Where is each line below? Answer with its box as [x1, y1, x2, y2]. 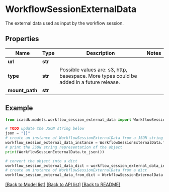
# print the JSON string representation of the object [5, 144, 123, 150]
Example [5, 104, 33, 112]
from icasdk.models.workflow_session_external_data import [5, 117, 132, 122]
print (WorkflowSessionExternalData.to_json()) [5, 149, 105, 154]
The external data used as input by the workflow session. [5, 20, 124, 26]
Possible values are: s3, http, [59, 66, 127, 73]
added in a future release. [59, 79, 120, 86]
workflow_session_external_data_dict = [5, 163, 89, 168]
